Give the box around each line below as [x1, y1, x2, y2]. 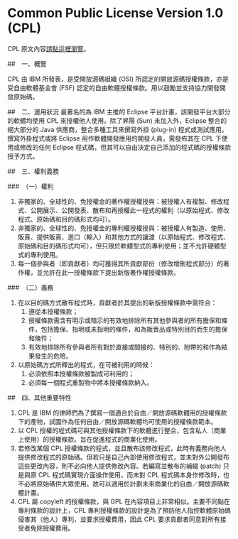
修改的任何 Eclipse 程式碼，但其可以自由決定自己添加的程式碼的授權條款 [19, 143, 232, 151]
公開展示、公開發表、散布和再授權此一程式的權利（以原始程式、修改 [30, 206, 229, 214]
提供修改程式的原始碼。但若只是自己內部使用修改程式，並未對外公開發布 [17, 452, 229, 461]
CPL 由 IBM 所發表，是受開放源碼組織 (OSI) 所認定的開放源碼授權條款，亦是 [7, 75, 229, 83]
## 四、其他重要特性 [7, 393, 72, 402]
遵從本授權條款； [28, 307, 79, 315]
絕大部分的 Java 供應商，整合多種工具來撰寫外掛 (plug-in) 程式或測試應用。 [7, 125, 229, 134]
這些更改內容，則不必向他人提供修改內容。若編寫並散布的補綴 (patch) [17, 462, 222, 470]
